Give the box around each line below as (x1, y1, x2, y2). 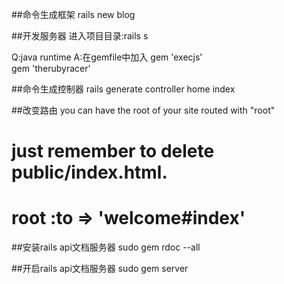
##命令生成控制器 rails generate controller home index (11, 83, 236, 95)
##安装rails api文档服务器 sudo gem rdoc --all (11, 241, 201, 253)
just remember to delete (11, 140, 215, 163)
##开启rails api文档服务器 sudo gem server (11, 263, 189, 275)
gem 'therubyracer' (11, 63, 91, 74)
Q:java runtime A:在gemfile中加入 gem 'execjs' (11, 51, 203, 63)
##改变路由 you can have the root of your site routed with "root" (11, 104, 276, 116)
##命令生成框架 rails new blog (11, 9, 136, 20)
